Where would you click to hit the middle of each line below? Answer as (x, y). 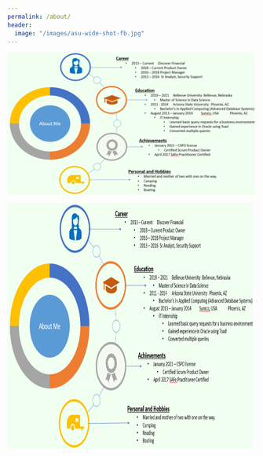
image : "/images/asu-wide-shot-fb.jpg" (80, 33)
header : (20, 25)
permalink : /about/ (39, 17)
